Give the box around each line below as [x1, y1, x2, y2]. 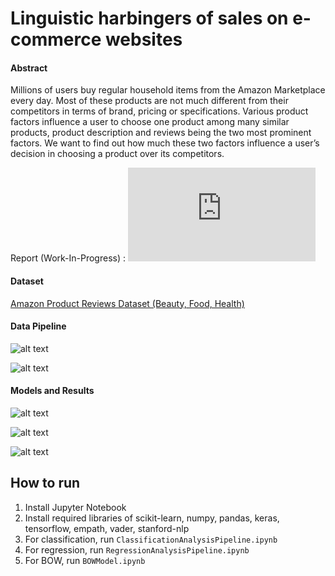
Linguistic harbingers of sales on [10, 7, 289, 30]
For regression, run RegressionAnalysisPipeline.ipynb [24, 543, 250, 556]
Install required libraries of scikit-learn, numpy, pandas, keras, [24, 512, 280, 524]
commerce [10, 28, 102, 51]
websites [104, 28, 183, 51]
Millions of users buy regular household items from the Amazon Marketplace [10, 84, 326, 96]
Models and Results [10, 385, 95, 397]
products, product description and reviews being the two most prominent [10, 127, 312, 139]
